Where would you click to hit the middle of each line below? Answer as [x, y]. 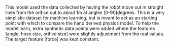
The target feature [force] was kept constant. [53, 39]
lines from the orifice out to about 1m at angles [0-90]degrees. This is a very [85, 12]
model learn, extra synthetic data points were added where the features [80, 28]
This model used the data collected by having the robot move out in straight [84, 7]
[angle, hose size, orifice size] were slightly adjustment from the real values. [85, 34]
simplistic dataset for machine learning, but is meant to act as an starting [81, 18]
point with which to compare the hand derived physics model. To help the [82, 23]
